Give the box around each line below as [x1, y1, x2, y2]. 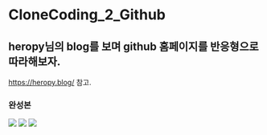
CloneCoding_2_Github [8, 6, 166, 24]
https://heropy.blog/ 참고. [8, 78, 92, 87]
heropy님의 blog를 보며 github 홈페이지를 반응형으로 [8, 39, 259, 53]
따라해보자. [8, 55, 61, 68]
